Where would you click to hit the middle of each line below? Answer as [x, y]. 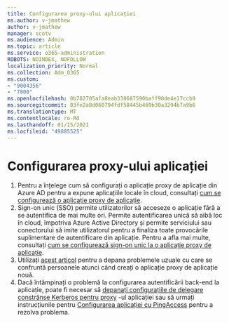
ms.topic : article [34, 46]
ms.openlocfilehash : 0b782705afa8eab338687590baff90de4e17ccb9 [102, 99]
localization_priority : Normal [53, 66]
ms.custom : [23, 79]
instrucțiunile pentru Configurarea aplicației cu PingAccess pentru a [115, 305]
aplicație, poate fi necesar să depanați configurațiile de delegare [110, 290]
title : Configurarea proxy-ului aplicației [72, 14]
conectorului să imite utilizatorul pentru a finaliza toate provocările [113, 230]
